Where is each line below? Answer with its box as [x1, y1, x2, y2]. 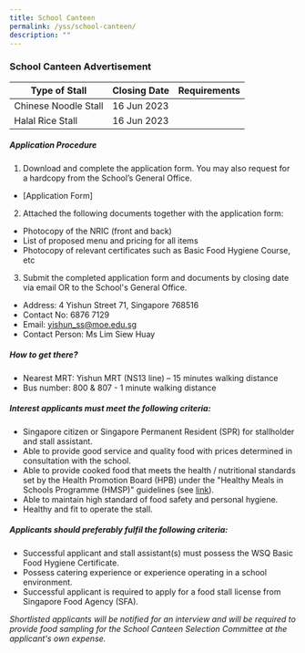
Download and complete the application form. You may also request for [22, 162, 290, 173]
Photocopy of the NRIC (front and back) [22, 225, 173, 236]
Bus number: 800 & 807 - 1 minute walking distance [22, 382, 217, 393]
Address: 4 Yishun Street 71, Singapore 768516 [22, 299, 199, 310]
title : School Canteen [9, 13, 96, 23]
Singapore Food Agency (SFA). [22, 596, 139, 606]
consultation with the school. [22, 455, 132, 466]
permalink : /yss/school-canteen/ [9, 22, 137, 31]
